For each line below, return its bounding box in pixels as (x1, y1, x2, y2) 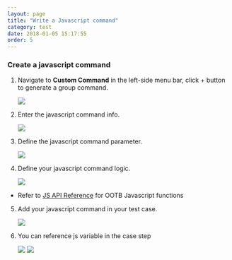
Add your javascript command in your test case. (17, 205, 158, 213)
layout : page (7, 10, 46, 18)
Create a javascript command (7, 60, 111, 70)
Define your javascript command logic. (17, 164, 131, 173)
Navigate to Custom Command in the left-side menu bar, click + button (17, 76, 226, 85)
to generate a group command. (17, 83, 108, 92)
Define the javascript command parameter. (17, 137, 143, 146)
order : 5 (7, 37, 33, 44)
